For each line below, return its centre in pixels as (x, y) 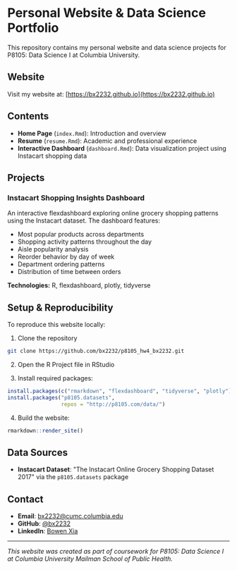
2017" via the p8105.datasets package (73, 477)
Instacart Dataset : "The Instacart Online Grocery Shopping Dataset (116, 469)
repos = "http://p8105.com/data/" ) (113, 404)
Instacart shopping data (52, 156)
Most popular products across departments (81, 235)
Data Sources (38, 452)
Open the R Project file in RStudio (66, 364)
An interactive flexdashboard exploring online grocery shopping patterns (113, 213)
